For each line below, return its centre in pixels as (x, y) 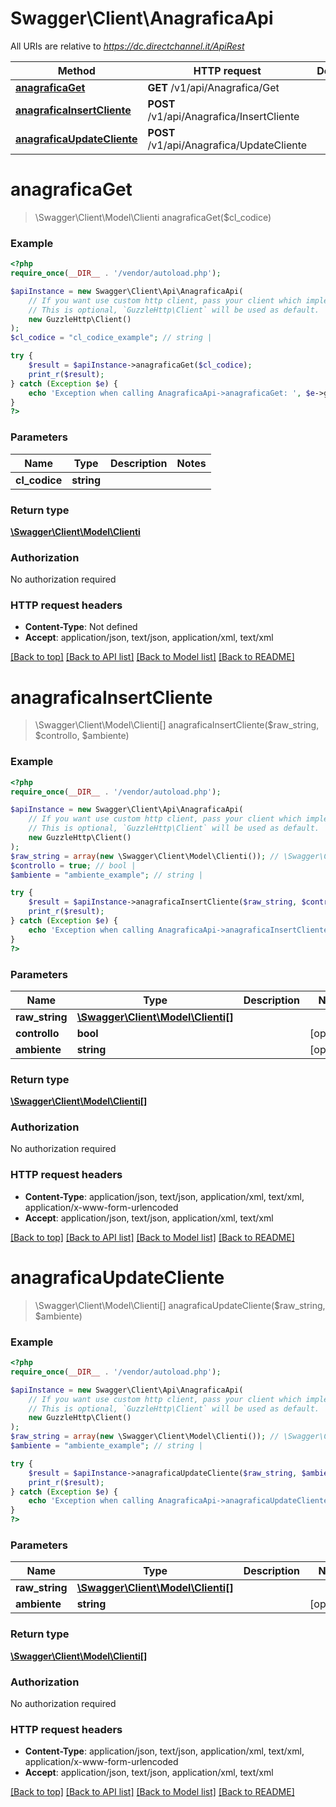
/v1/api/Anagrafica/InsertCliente (223, 116)
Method (76, 70)
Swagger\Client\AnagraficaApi (142, 18)
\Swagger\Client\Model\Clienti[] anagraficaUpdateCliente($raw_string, (180, 1305)
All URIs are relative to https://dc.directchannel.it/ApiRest (127, 46)
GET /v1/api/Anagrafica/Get (213, 87)
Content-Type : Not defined (81, 627)
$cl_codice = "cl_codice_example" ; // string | (111, 338)
